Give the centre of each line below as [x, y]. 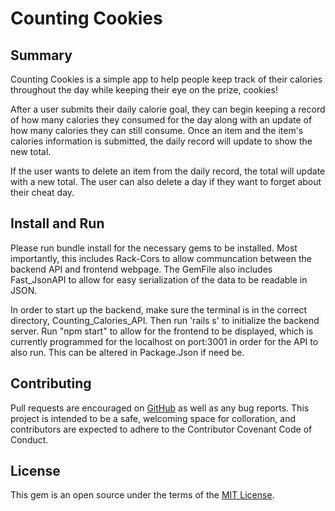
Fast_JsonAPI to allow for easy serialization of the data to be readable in [159, 279]
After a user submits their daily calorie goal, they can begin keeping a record [168, 109]
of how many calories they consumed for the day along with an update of [161, 120]
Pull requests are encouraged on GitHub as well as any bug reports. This [160, 408]
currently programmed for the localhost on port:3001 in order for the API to [164, 341]
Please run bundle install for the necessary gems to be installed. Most [154, 248]
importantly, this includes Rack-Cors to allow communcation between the [161, 258]
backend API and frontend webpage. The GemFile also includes [141, 269]
